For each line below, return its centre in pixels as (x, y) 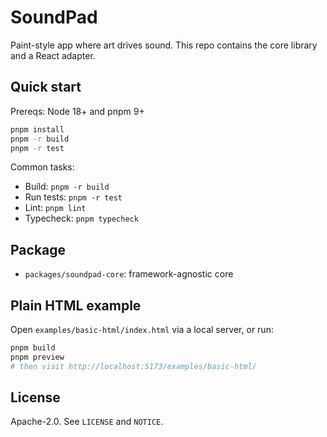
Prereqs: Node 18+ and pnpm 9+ (77, 111)
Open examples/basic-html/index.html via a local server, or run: (142, 329)
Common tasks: (42, 167)
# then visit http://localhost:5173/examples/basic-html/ (133, 366)
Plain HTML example (76, 305)
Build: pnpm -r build (67, 187)
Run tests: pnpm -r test (73, 197)
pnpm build (33, 348)
